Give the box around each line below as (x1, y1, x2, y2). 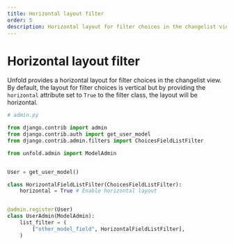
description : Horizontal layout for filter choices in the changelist (7, 23, 217, 30)
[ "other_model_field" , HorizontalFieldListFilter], (32, 226, 186, 232)
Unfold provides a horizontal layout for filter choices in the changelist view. (7, 76, 221, 84)
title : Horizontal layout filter (7, 10, 104, 17)
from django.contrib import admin (7, 125, 108, 132)
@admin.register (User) (7, 206, 73, 213)
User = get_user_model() (7, 168, 79, 175)
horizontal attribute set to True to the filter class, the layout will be (7, 91, 198, 100)
